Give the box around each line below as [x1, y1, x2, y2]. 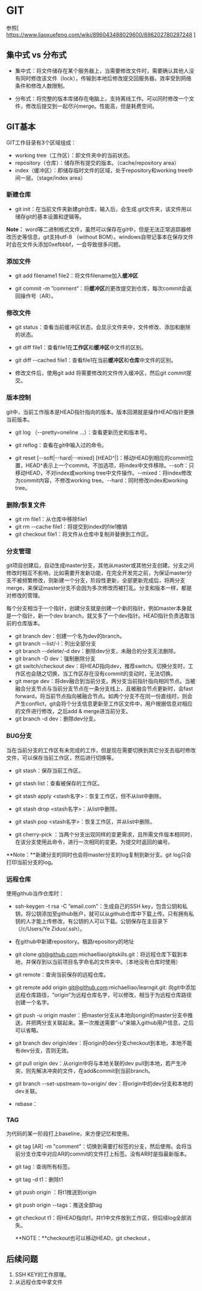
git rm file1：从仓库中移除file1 [14, 515, 87, 523]
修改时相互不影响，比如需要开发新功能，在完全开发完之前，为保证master [6, 569, 187, 577]
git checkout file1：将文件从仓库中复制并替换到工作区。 [14, 530, 152, 538]
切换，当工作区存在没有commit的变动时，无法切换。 [46, 670, 176, 677]
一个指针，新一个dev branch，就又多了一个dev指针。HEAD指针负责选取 [11, 612, 190, 619]
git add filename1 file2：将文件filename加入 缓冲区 [14, 272, 138, 280]
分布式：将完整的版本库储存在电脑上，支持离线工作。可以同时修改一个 [14, 94, 189, 102]
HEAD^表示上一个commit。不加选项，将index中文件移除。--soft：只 [25, 461, 194, 469]
